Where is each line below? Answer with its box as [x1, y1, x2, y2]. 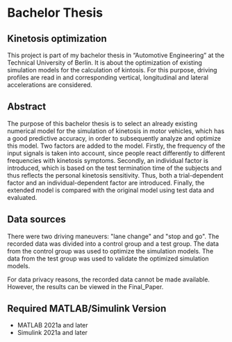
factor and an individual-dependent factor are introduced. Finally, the [7, 178, 205, 187]
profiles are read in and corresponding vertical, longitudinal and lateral [7, 73, 208, 81]
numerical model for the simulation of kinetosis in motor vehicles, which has [7, 127, 224, 135]
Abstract [7, 101, 47, 113]
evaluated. [7, 193, 38, 201]
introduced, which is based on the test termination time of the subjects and [7, 164, 222, 172]
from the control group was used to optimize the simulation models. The [7, 247, 214, 255]
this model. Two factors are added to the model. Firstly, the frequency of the [7, 141, 226, 150]
